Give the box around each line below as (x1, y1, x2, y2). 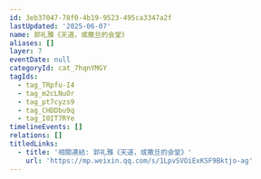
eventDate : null (9, 55, 71, 64)
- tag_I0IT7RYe (17, 114, 75, 123)
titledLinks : (9, 139, 59, 148)
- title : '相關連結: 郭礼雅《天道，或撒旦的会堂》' (17, 147, 192, 156)
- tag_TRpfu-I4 (17, 80, 75, 89)
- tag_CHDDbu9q (17, 106, 75, 115)
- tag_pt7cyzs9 (17, 97, 75, 107)
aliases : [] (9, 38, 54, 48)
